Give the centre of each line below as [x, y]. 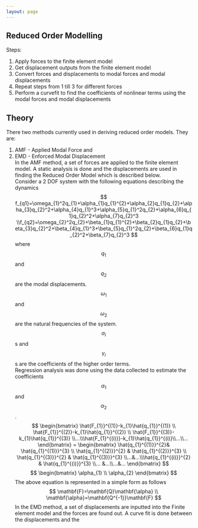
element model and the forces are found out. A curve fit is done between [103, 513]
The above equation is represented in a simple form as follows [90, 482]
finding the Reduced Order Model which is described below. [88, 175]
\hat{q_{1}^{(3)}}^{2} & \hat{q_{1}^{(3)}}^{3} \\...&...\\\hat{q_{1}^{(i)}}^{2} [104, 457]
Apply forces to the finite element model [64, 61]
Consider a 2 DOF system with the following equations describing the [99, 182]
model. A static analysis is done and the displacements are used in [96, 169]
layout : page [22, 12]
